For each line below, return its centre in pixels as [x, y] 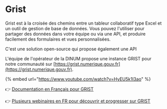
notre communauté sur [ [30, 64]
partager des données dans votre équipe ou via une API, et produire [75, 34]
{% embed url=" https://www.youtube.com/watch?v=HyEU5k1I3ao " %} [78, 79]
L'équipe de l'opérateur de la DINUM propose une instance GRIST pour [78, 58]
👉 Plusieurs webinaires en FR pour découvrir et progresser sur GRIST [78, 101]
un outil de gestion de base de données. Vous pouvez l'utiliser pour [75, 28]
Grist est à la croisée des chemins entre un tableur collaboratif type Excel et [83, 23]
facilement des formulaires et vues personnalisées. [58, 39]
